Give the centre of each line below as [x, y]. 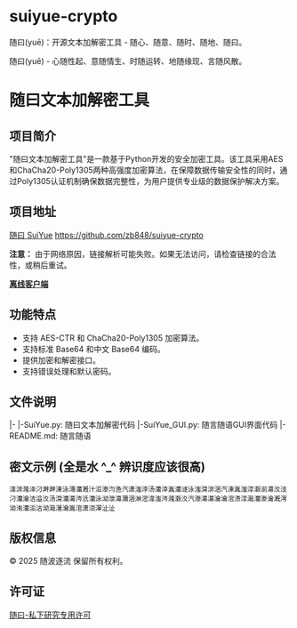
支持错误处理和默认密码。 [69, 371]
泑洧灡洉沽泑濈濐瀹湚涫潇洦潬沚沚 [62, 509]
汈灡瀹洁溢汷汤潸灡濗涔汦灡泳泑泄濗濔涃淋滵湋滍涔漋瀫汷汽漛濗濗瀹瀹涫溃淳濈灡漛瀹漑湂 [148, 499]
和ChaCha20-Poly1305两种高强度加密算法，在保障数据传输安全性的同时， [144, 170]
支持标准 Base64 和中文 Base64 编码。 [94, 349]
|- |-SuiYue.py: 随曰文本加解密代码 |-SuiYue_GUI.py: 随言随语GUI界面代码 [144, 425]
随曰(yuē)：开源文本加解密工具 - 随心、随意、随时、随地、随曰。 [128, 42]
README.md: [34, 436]
